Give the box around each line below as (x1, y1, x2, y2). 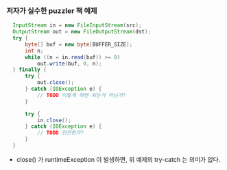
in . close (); (36, 117, 71, 124)
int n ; (24, 47, 44, 54)
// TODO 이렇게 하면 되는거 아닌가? (36, 91, 126, 98)
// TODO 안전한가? (36, 130, 84, 137)
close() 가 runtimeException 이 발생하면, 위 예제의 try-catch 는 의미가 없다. (16, 155, 221, 163)
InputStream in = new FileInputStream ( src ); (12, 22, 142, 29)
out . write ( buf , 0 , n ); (36, 60, 102, 67)
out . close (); (36, 79, 75, 86)
